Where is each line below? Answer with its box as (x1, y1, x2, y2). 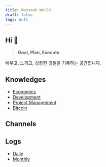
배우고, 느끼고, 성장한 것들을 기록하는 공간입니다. (5, 60, 101, 66)
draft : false (5, 12, 33, 17)
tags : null (5, 17, 28, 22)
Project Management (12, 100, 57, 105)
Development (12, 94, 41, 100)
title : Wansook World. (5, 7, 53, 13)
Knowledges (5, 75, 46, 84)
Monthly (12, 156, 30, 162)
